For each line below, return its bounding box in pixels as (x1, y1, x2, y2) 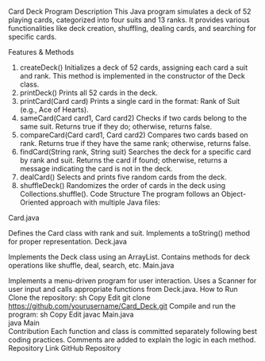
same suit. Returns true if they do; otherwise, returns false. (19, 122, 213, 131)
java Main (8, 318, 40, 328)
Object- (221, 190, 247, 198)
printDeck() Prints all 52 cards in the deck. (19, 88, 159, 98)
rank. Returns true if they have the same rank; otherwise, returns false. (19, 139, 252, 148)
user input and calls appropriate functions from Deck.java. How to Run (8, 285, 238, 294)
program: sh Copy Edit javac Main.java (8, 309, 134, 319)
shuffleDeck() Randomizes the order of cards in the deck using (19, 181, 226, 190)
